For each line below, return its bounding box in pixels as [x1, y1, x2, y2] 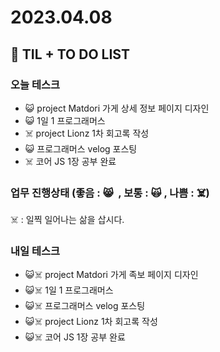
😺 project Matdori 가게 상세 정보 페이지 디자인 [24, 102, 210, 114]
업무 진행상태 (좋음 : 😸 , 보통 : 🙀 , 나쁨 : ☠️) [10, 186, 210, 200]
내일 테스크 [10, 244, 61, 258]
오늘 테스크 [10, 77, 61, 91]
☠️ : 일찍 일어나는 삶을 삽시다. [10, 214, 125, 226]
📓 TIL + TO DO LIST [10, 46, 130, 63]
